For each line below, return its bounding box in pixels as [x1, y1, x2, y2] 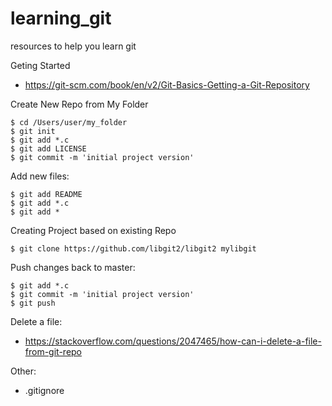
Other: [10, 365, 37, 377]
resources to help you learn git [10, 40, 137, 52]
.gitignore [24, 384, 65, 396]
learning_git [10, 7, 112, 30]
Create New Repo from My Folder [10, 98, 149, 110]
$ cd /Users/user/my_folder [10, 117, 128, 127]
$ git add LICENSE [10, 143, 87, 154]
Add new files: [10, 170, 70, 182]
